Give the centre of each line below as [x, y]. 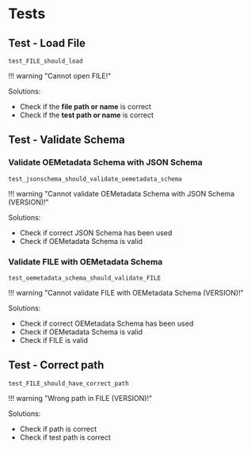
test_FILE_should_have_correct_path [68, 383]
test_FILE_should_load [46, 61]
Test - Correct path [56, 365]
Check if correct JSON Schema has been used [96, 233]
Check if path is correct [58, 429]
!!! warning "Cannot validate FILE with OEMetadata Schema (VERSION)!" [126, 292]
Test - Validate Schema [67, 140]
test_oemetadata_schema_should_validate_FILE [84, 278]
